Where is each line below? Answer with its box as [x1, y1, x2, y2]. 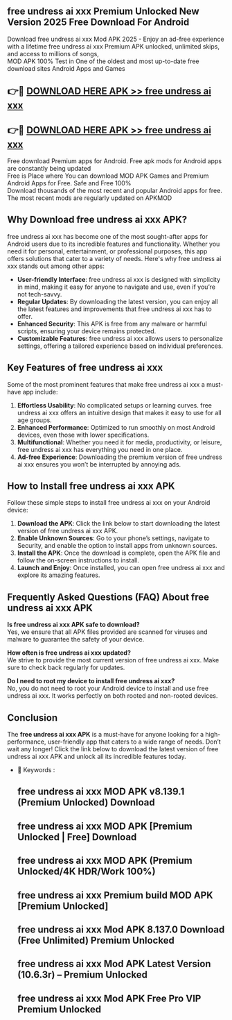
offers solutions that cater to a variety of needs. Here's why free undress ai [7, 254, 222, 262]
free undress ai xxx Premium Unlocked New [7, 6, 199, 17]
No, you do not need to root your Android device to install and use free [7, 684, 209, 693]
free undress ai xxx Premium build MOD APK [17, 889, 213, 901]
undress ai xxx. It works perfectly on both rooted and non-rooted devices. [7, 692, 218, 700]
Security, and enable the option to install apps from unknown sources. [17, 542, 217, 550]
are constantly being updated [7, 165, 91, 173]
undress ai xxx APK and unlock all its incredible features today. [7, 753, 186, 761]
